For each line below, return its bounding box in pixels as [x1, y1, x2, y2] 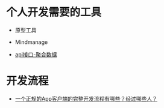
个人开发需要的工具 [6, 5, 102, 19]
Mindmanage [14, 38, 48, 46]
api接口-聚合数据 [14, 50, 57, 58]
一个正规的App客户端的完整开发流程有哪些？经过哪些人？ [14, 95, 158, 102]
